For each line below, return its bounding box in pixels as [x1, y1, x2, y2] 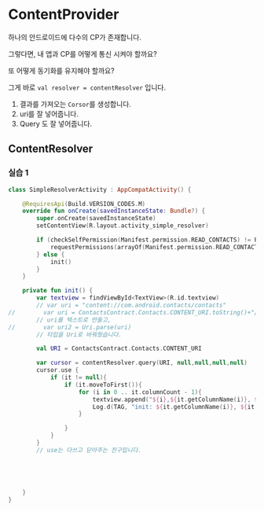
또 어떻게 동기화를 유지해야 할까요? [8, 65, 115, 75]
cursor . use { [36, 366, 79, 374]
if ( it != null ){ [49, 373, 108, 381]
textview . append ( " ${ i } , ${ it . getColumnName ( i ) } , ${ [92, 395, 262, 403]
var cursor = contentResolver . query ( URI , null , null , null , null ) [36, 359, 247, 367]
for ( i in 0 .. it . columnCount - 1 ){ [78, 388, 202, 396]
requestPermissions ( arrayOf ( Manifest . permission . [49, 243, 216, 251]
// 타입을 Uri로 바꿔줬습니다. [36, 330, 123, 339]
